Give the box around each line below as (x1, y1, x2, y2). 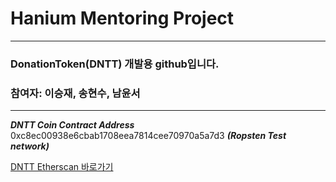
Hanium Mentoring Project (10, 7, 235, 30)
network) (10, 140, 50, 152)
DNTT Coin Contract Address (10, 119, 135, 131)
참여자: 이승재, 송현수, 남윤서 (10, 86, 141, 100)
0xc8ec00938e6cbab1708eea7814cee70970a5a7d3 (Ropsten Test (10, 130, 287, 142)
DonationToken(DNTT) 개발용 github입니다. (10, 57, 220, 71)
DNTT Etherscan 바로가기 (10, 161, 114, 173)
